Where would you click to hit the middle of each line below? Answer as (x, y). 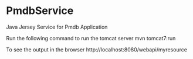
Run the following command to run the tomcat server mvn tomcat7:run (91, 38)
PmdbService (40, 11)
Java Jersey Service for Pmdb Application (57, 27)
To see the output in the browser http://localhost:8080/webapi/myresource (97, 49)
